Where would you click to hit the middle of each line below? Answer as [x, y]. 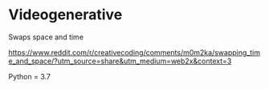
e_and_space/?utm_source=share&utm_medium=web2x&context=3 [120, 61]
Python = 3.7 [29, 76]
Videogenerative [65, 15]
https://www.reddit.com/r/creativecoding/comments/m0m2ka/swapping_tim [134, 52]
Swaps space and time [46, 37]
